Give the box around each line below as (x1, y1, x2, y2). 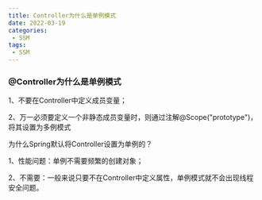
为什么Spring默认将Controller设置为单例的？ (8, 140, 153, 149)
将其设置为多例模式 (8, 122, 71, 132)
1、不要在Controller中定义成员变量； (8, 96, 127, 106)
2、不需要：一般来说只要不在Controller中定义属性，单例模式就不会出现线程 (8, 173, 254, 183)
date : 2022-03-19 (8, 19, 66, 27)
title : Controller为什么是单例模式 (8, 11, 117, 20)
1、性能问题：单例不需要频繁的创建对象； (8, 156, 144, 166)
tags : (8, 41, 26, 49)
